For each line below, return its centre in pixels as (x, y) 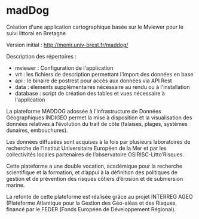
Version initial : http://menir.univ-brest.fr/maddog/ (67, 45)
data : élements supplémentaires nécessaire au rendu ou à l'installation (102, 87)
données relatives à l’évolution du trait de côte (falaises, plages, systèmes (97, 124)
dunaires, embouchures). (37, 130)
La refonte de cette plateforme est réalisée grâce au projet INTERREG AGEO (99, 196)
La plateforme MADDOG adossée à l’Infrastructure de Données (84, 111)
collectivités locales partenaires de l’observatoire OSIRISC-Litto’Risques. (95, 154)
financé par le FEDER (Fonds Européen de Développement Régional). (91, 209)
